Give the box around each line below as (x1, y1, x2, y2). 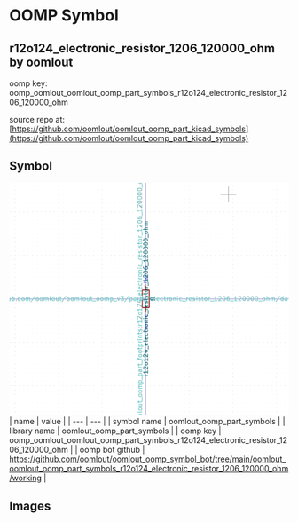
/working (9, 472, 43, 484)
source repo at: (9, 115, 65, 124)
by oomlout (9, 54, 74, 69)
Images (9, 498, 51, 513)
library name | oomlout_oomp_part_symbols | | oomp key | (9, 425, 222, 436)
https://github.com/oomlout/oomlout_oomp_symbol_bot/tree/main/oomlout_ (9, 454, 286, 464)
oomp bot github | (79, 445, 145, 455)
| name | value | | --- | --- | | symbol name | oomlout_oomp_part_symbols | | (9, 416, 286, 427)
